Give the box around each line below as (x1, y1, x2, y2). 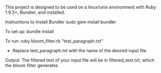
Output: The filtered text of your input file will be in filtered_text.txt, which (5, 57, 155, 63)
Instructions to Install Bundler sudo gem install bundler (5, 19, 116, 25)
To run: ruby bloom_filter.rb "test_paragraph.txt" (5, 38, 104, 44)
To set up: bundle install (5, 29, 54, 34)
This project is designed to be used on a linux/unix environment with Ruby (5, 4, 157, 10)
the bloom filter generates (5, 63, 58, 68)
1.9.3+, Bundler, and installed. (5, 9, 65, 15)
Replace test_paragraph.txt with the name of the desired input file (12, 48, 147, 53)
